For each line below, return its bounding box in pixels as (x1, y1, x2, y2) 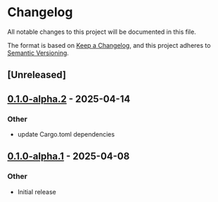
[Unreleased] (7, 69, 67, 81)
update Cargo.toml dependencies (17, 130, 115, 139)
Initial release (17, 187, 56, 196)
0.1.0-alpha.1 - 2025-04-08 (7, 151, 130, 163)
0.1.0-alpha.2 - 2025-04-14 (7, 93, 131, 105)
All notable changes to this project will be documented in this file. (7, 27, 197, 36)
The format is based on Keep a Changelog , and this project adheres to (7, 41, 211, 49)
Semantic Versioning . (7, 49, 69, 57)
